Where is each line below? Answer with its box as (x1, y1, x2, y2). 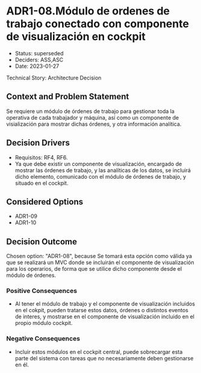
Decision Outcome (6, 236, 77, 247)
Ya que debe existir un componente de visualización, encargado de (14, 160, 182, 167)
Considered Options (6, 197, 83, 207)
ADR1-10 (14, 219, 37, 226)
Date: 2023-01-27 (14, 62, 60, 70)
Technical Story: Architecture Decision (6, 74, 102, 81)
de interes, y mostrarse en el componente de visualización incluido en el (14, 313, 194, 320)
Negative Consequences (6, 334, 80, 343)
